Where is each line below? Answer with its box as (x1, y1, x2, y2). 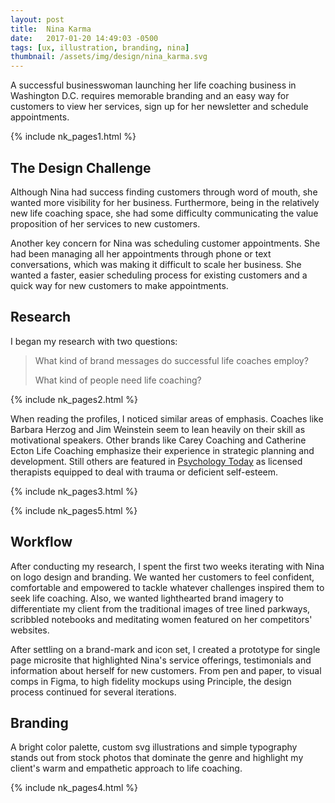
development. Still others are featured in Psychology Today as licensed (10, 455, 303, 467)
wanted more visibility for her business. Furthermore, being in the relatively (10, 196, 320, 208)
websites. (10, 624, 50, 636)
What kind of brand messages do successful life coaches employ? (34, 354, 309, 366)
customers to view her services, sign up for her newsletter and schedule (10, 101, 309, 113)
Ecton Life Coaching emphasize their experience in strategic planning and (10, 444, 315, 456)
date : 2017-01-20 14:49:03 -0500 (10, 33, 159, 43)
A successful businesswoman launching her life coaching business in (10, 79, 297, 91)
